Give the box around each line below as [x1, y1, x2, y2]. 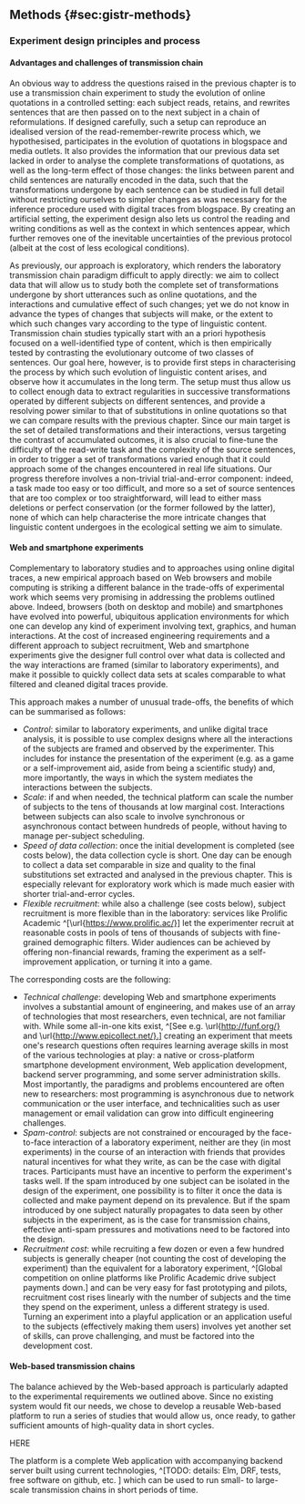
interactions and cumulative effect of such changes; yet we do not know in [9, 298, 290, 309]
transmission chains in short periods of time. [31, 1484, 198, 1495]
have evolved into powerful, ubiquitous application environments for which [9, 611, 290, 622]
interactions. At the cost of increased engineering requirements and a [9, 630, 270, 641]
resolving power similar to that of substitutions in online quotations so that [9, 405, 287, 416]
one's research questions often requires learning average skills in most [22, 1039, 289, 1051]
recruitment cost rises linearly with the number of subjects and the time [22, 1292, 291, 1303]
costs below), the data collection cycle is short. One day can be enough [22, 850, 292, 860]
